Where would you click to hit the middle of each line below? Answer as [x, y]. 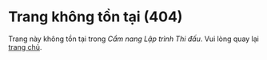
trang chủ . [25, 47]
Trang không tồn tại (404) [96, 17]
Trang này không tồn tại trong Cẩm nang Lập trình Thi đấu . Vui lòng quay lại [134, 39]
